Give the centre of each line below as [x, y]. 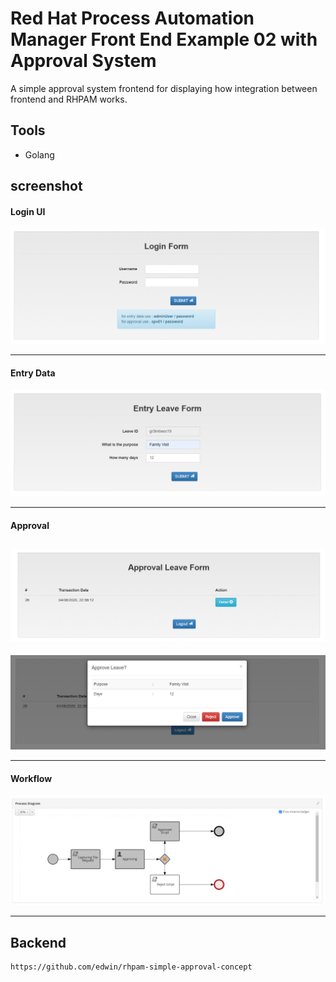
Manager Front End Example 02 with [164, 39]
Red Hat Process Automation [132, 18]
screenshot [46, 186]
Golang [39, 154]
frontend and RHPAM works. [69, 99]
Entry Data [33, 373]
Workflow [31, 778]
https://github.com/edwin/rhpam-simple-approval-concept [131, 967]
